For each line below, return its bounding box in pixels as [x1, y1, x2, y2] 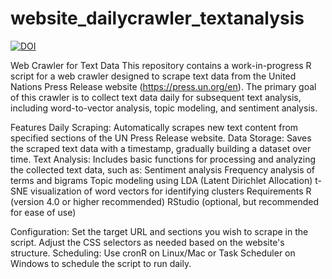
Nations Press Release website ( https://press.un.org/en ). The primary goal [10, 80, 317, 92]
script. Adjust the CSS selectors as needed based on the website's [10, 236, 285, 248]
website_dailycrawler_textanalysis [10, 7, 305, 30]
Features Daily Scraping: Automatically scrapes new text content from [10, 121, 299, 133]
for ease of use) [10, 206, 77, 218]
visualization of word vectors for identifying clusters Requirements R [29, 185, 312, 197]
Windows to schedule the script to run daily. [10, 257, 192, 269]
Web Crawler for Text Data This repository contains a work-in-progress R [10, 59, 312, 71]
